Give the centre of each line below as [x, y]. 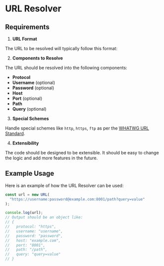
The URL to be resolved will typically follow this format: [61, 48]
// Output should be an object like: [44, 217]
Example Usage [30, 173]
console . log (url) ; [24, 213]
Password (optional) [33, 88]
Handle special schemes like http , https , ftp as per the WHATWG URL [77, 128]
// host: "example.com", [33, 240]
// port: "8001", [25, 245]
